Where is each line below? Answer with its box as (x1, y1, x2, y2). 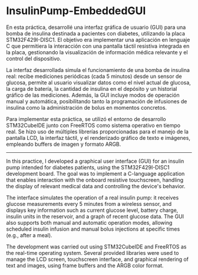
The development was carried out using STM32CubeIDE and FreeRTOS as (6, 243, 187, 250)
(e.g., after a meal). (6, 231, 52, 238)
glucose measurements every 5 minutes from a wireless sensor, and (6, 200, 172, 207)
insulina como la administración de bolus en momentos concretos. (6, 104, 167, 111)
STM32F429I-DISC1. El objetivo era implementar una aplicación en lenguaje (6, 36, 190, 43)
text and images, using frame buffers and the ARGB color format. (6, 261, 164, 269)
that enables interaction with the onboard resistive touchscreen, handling (6, 176, 184, 184)
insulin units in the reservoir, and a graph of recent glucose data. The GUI (6, 212, 184, 220)
